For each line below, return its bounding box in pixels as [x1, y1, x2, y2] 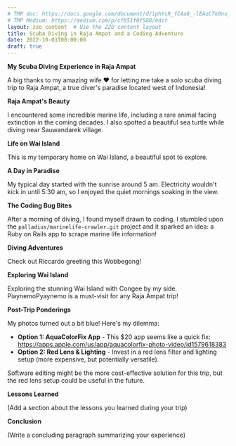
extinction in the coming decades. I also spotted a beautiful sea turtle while [7, 118, 225, 127]
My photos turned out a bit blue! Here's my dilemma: [7, 319, 159, 327]
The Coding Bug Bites [7, 201, 72, 210]
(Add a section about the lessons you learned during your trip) [7, 404, 188, 412]
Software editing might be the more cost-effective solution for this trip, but [7, 369, 223, 377]
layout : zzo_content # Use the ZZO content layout [7, 23, 162, 30]
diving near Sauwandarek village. [7, 126, 104, 134]
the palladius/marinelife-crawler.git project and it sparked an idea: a [7, 222, 214, 231]
